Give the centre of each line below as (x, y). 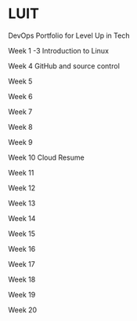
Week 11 (21, 172)
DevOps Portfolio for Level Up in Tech (69, 35)
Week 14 (22, 218)
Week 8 (20, 127)
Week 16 (22, 249)
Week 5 (20, 81)
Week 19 (22, 294)
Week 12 (22, 188)
